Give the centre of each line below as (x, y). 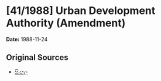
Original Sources (37, 57)
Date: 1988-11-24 (27, 39)
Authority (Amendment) (66, 23)
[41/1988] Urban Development (81, 11)
